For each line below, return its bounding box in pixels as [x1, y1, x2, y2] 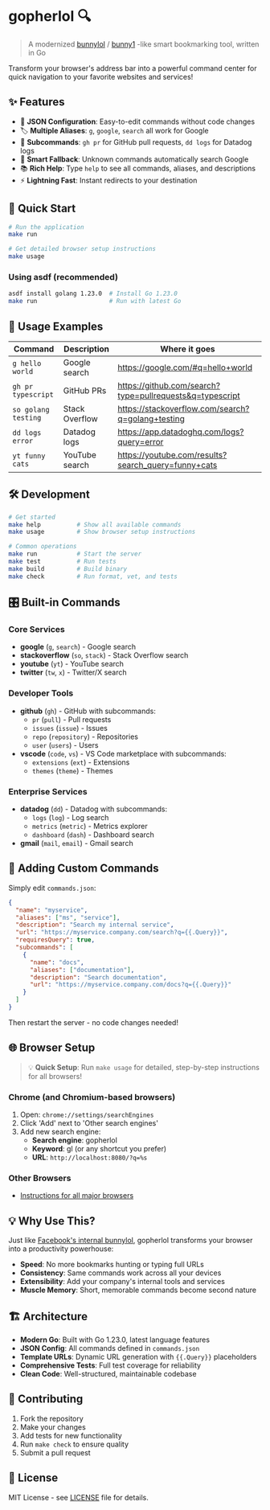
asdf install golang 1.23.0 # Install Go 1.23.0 [8, 289, 178, 298]
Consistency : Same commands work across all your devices [19, 1268, 222, 1278]
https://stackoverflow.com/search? [117, 403, 250, 414]
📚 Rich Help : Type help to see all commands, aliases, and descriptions [19, 163, 256, 173]
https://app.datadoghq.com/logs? [117, 426, 244, 437]
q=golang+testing [117, 412, 185, 424]
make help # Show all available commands [8, 520, 182, 528]
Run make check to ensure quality [19, 1439, 129, 1449]
